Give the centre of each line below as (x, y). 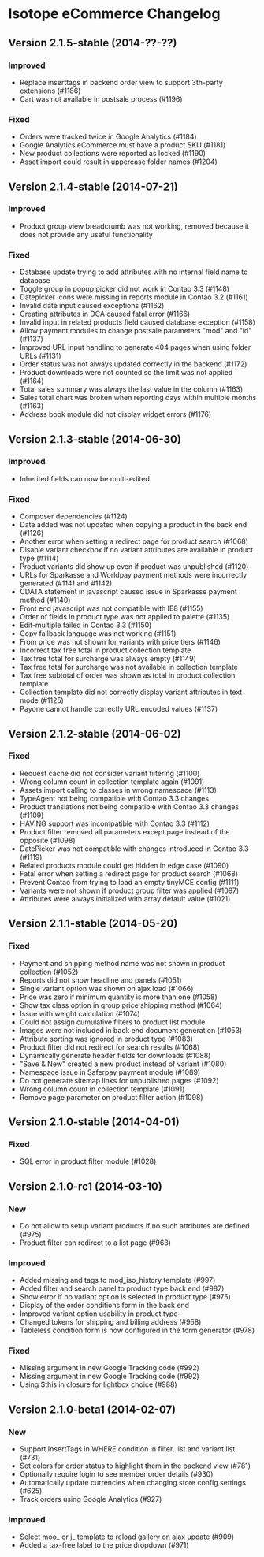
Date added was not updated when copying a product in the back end (133, 525)
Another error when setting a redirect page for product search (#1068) (134, 541)
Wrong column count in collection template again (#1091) (112, 782)
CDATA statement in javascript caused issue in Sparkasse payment (128, 592)
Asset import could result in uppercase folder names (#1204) (119, 162)
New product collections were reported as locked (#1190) (113, 154)
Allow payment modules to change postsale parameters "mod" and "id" (136, 331)
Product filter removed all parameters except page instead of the (125, 831)
